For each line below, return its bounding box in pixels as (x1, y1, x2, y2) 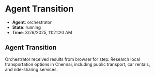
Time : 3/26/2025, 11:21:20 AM (12, 29, 73, 35)
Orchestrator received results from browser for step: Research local (5, 56, 140, 62)
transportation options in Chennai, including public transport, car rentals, (5, 61, 150, 67)
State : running (12, 24, 41, 30)
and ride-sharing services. (5, 66, 58, 72)
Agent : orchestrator (12, 19, 52, 25)
